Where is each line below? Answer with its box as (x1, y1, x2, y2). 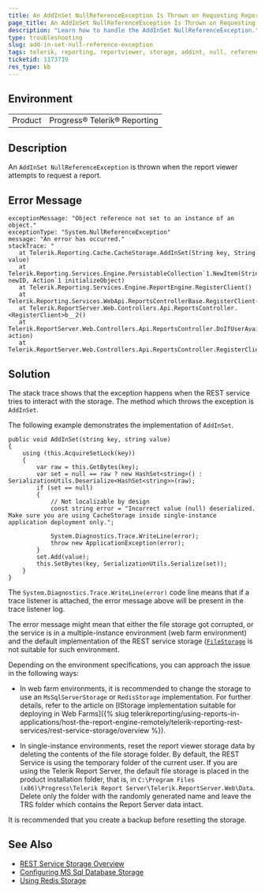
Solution (8, 367, 50, 381)
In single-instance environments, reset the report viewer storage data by (19, 741, 256, 750)
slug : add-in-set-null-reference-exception (8, 41, 154, 49)
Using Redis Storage (19, 876, 87, 885)
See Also (8, 838, 53, 851)
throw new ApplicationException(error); (50, 539, 185, 547)
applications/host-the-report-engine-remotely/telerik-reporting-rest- (19, 718, 243, 726)
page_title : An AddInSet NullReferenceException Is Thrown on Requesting (8, 19, 256, 27)
